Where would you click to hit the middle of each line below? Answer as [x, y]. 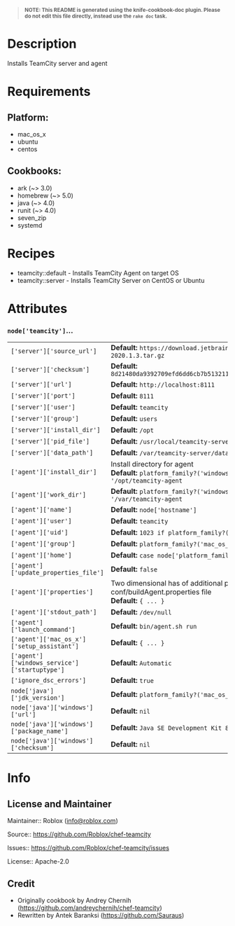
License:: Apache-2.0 [38, 862]
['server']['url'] [41, 385]
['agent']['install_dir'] [54, 472]
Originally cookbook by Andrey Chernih [74, 900]
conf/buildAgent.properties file [161, 592]
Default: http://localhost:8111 [163, 385]
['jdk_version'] [38, 698]
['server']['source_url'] [54, 351]
